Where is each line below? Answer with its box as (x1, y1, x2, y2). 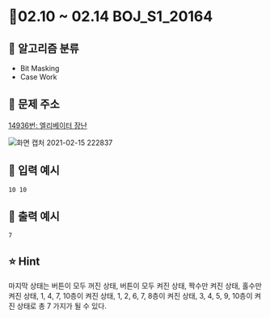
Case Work (19, 72, 58, 82)
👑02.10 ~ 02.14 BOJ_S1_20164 (8, 7, 213, 26)
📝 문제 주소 (8, 97, 61, 112)
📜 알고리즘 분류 (8, 41, 79, 55)
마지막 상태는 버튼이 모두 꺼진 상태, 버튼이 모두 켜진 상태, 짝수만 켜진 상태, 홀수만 (8, 281, 263, 290)
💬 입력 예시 (8, 163, 61, 177)
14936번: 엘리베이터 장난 (8, 121, 87, 130)
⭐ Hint (8, 254, 40, 268)
